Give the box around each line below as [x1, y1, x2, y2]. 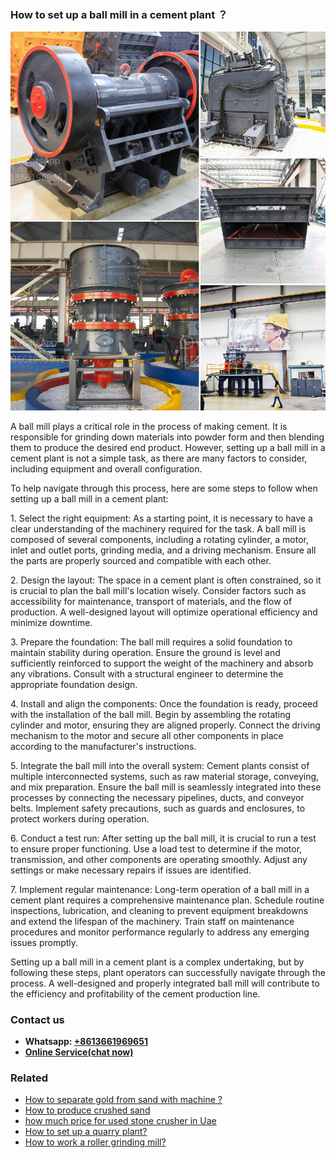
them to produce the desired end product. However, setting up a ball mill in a [10, 441, 326, 453]
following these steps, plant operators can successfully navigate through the [10, 966, 326, 978]
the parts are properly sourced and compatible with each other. [10, 554, 272, 566]
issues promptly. [10, 936, 79, 948]
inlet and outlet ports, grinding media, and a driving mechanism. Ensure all [10, 544, 317, 556]
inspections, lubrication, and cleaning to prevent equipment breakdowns [10, 904, 309, 916]
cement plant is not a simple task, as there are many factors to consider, [10, 452, 308, 464]
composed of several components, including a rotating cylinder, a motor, [10, 533, 309, 545]
